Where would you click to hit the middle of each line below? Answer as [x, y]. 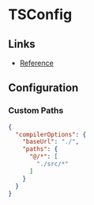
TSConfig [40, 15]
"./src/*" [53, 164]
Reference [36, 63]
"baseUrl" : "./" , [51, 142]
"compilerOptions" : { [51, 134]
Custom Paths [36, 110]
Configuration [43, 88]
